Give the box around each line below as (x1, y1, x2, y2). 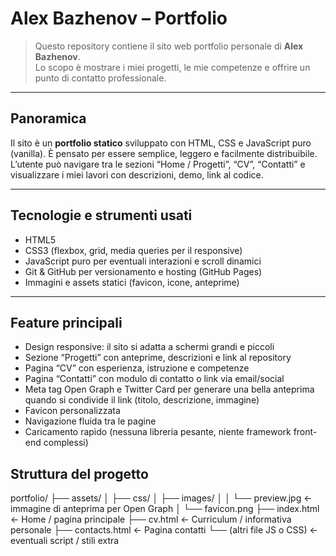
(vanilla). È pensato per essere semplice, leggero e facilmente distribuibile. (10, 147, 318, 159)
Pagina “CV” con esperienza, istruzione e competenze (24, 362, 250, 374)
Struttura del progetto (10, 465, 149, 482)
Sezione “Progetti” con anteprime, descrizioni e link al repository (24, 352, 292, 364)
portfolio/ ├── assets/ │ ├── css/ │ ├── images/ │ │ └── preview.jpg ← (10, 492, 313, 504)
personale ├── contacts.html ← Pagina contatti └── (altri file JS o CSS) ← (10, 524, 318, 536)
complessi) (43, 437, 89, 449)
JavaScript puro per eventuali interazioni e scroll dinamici (24, 255, 262, 267)
